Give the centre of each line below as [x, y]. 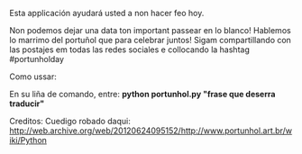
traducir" [27, 104]
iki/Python [28, 140]
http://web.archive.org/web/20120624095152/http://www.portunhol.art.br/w [151, 131]
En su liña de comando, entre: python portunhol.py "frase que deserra [142, 94]
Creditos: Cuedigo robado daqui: [70, 121]
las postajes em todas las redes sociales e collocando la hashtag [129, 50]
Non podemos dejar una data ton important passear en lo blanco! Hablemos [150, 30]
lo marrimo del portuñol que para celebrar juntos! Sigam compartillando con [150, 40]
